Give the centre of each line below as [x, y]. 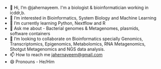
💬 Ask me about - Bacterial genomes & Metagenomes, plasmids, [75, 28]
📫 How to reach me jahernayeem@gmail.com [56, 55]
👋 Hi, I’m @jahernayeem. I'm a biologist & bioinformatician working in [79, 8]
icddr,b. [17, 13]
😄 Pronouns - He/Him [32, 62]
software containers [30, 34]
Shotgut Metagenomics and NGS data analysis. [57, 49]
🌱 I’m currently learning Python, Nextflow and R [57, 23]
